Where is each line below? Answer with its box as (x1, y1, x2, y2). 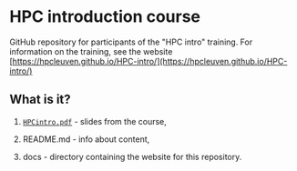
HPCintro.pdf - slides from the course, (22, 116, 167, 126)
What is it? (9, 92, 71, 107)
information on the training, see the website (9, 45, 173, 56)
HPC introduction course (9, 6, 201, 27)
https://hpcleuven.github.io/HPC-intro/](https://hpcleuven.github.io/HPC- (12, 55, 288, 66)
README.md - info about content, (22, 134, 150, 145)
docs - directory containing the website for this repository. (22, 151, 242, 162)
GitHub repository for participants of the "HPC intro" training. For (9, 36, 253, 47)
